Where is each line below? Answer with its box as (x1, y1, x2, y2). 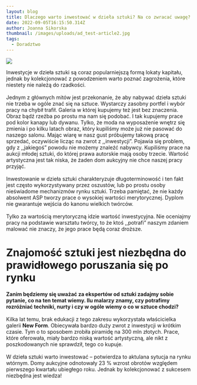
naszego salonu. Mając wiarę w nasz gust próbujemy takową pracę (6, 131, 169, 139)
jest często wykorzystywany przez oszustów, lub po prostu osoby (6, 181, 166, 189)
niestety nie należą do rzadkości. (6, 81, 86, 88)
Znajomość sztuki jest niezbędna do (6, 246, 186, 259)
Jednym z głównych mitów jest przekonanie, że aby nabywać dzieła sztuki (6, 94, 186, 101)
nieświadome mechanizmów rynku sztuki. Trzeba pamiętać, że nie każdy (6, 187, 183, 195)
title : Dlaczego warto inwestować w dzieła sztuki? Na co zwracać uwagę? (6, 14, 191, 20)
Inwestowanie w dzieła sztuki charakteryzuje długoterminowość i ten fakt (6, 175, 183, 182)
